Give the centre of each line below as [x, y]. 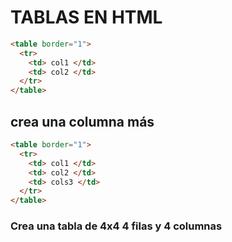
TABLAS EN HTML [86, 17]
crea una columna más [82, 121]
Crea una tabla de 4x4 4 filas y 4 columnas [116, 226]
